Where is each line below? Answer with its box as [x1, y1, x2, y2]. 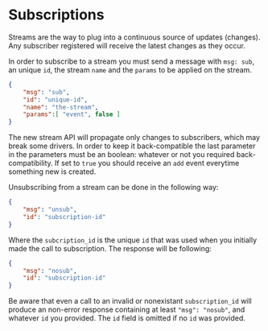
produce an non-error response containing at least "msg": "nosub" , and [8, 304, 245, 315]
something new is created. [8, 167, 97, 176]
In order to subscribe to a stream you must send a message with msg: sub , [8, 56, 255, 66]
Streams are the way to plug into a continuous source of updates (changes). [8, 32, 261, 42]
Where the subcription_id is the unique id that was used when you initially [8, 235, 258, 245]
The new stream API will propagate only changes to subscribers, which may [8, 133, 260, 143]
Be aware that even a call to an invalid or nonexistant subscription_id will [8, 296, 252, 306]
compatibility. [8, 159, 54, 168]
